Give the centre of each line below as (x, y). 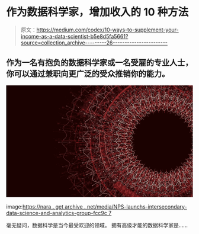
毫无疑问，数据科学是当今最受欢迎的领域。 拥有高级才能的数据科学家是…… (97, 225)
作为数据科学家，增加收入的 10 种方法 (97, 12)
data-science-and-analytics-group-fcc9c (57, 213)
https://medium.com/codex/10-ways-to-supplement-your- (107, 30)
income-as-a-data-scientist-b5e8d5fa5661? (74, 36)
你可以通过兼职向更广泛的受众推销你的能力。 (88, 74)
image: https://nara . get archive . (46, 207)
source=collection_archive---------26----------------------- (94, 43)
